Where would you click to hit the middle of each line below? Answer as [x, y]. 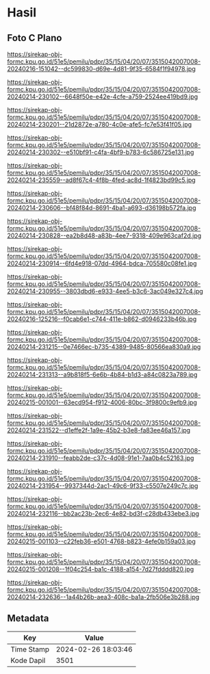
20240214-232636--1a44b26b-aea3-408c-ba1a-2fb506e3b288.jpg [103, 597]
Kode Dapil [28, 660]
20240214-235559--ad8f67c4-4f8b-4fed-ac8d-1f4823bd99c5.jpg [102, 180]
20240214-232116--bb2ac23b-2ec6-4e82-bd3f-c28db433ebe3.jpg [103, 514]
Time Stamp [30, 649]
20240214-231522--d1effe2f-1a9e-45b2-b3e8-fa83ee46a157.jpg [99, 430]
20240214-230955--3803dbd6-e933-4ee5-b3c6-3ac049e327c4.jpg [105, 291]
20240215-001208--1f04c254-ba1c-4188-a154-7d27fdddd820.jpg [101, 569]
